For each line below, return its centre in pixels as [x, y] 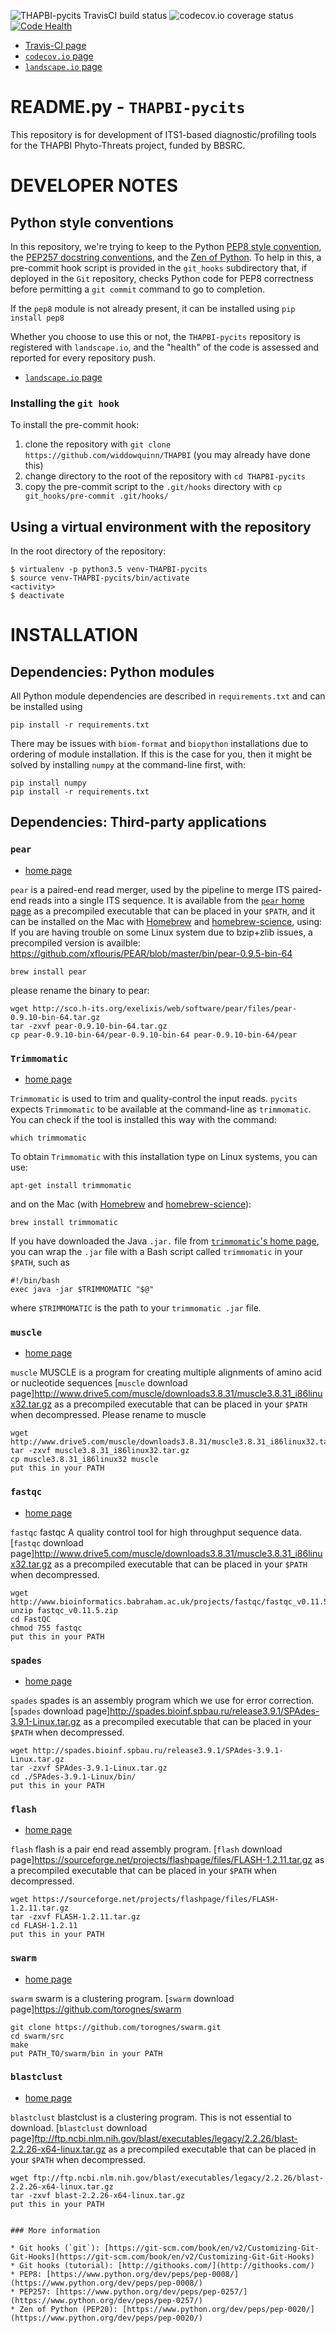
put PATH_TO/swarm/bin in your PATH [86, 2053]
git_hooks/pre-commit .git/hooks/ [96, 496]
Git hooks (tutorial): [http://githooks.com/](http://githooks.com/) [167, 2265]
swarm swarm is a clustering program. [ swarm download [122, 1998]
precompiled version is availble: [75, 942]
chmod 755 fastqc [46, 1628]
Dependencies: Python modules [112, 671]
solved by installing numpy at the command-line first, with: [128, 765]
